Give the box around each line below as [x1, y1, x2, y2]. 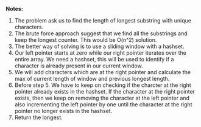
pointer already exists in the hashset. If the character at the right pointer [14, 88, 196, 95]
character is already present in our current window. [14, 62, 144, 69]
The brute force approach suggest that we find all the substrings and [14, 30, 188, 37]
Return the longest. [14, 114, 63, 121]
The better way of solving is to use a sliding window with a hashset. [14, 43, 185, 50]
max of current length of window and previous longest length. [14, 75, 170, 82]
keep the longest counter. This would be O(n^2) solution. [14, 36, 157, 43]
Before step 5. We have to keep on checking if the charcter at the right [14, 81, 191, 89]
